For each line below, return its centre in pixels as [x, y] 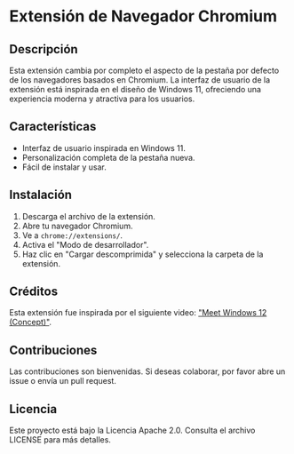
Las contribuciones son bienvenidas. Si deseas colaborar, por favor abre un [147, 371]
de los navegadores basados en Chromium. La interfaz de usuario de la [140, 80]
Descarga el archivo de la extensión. [88, 216]
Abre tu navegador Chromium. [77, 226]
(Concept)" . [30, 323]
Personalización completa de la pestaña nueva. [108, 157]
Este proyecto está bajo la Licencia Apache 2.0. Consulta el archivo [132, 430]
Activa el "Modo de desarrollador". [85, 244]
